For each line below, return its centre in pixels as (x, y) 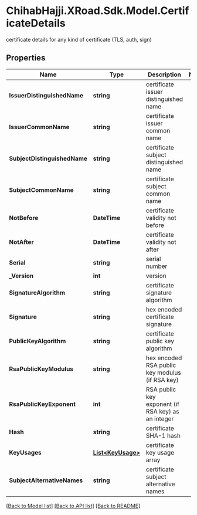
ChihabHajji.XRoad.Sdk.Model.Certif (98, 11)
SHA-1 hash (163, 435)
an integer (160, 419)
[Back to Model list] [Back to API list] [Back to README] (73, 506)
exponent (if (163, 404)
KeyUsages (26, 452)
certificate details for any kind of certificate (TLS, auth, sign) (79, 39)
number (157, 266)
